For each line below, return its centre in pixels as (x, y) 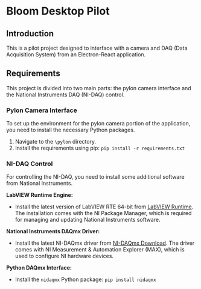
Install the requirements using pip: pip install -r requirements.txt (100, 148)
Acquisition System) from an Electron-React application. (76, 55)
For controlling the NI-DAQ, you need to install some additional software (96, 177)
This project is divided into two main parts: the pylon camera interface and (99, 88)
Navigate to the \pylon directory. (56, 142)
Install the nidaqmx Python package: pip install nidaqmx (85, 279)
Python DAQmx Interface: (39, 268)
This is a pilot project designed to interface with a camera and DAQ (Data (97, 48)
